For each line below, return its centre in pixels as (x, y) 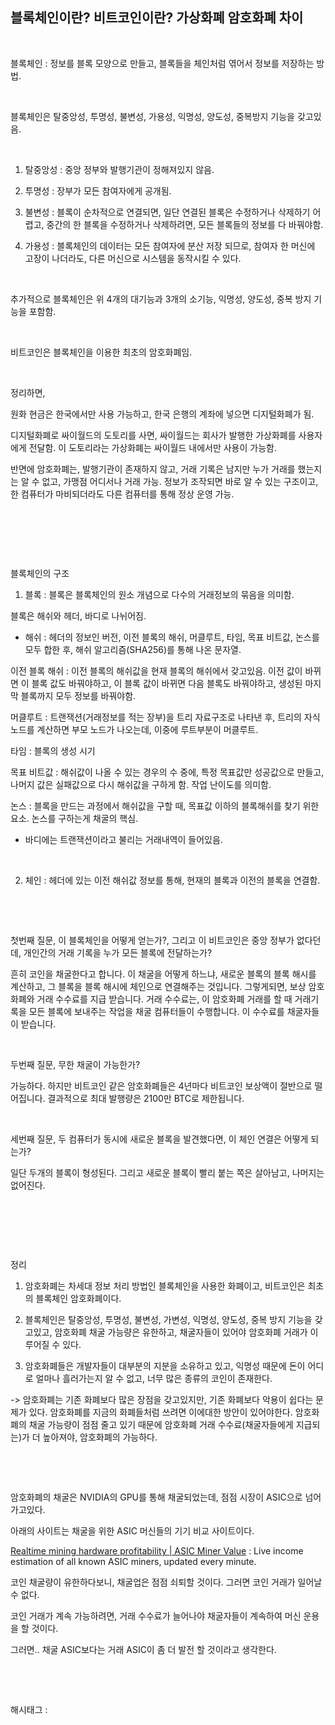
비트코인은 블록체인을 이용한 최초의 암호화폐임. (101, 352)
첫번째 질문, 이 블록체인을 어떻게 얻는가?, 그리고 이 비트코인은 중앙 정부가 (152, 940)
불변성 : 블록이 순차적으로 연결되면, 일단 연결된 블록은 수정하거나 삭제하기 (167, 212)
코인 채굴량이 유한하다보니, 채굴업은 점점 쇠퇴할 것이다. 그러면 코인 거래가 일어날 (166, 1582)
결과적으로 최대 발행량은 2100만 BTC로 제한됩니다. (146, 1098)
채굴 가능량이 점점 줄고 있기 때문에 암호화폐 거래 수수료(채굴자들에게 (161, 1424)
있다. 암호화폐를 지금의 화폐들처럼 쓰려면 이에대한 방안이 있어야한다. (160, 1412)
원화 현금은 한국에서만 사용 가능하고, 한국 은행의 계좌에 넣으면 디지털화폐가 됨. (162, 414)
